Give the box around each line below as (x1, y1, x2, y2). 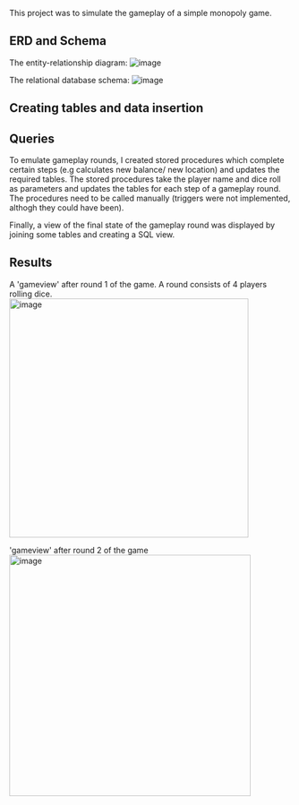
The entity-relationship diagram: (9, 57, 128, 68)
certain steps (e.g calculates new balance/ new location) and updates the (9, 165, 280, 176)
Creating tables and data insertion (9, 100, 204, 116)
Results (9, 255, 53, 270)
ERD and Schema (9, 33, 107, 48)
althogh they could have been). (9, 202, 124, 213)
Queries (9, 131, 56, 146)
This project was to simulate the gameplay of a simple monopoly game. (9, 8, 272, 18)
